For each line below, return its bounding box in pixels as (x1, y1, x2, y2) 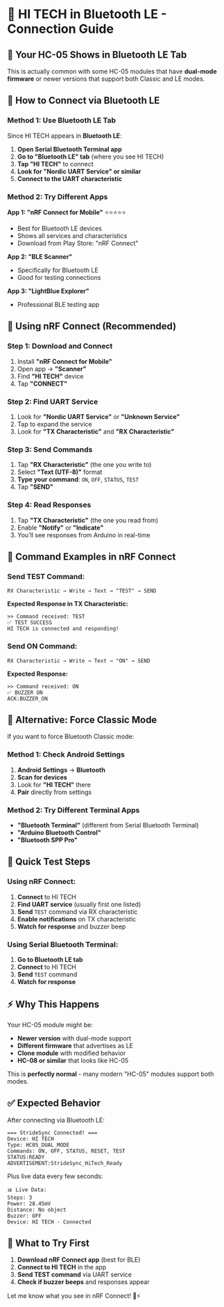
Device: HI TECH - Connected (7, 1218, 92, 1226)
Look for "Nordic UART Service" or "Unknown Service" (17, 412, 180, 420)
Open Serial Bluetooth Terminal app (17, 145, 123, 153)
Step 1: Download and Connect (7, 341, 113, 351)
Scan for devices (17, 773, 67, 782)
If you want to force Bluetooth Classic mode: (7, 732, 135, 740)
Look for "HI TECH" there (17, 780, 92, 789)
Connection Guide (7, 21, 114, 37)
